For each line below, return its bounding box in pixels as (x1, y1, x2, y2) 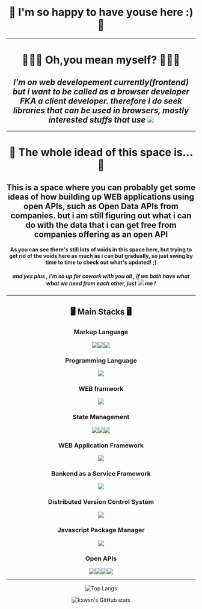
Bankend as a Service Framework (50, 469, 151, 477)
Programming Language (65, 356, 137, 364)
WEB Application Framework (58, 441, 144, 450)
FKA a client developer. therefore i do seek (20, 96, 182, 106)
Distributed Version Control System (47, 498, 155, 506)
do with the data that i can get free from (25, 219, 177, 230)
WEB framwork (78, 384, 124, 393)
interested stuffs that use (48, 114, 146, 125)
